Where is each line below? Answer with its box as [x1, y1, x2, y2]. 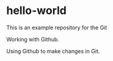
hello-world [6, 4, 67, 18]
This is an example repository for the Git [6, 24, 108, 31]
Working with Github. [6, 35, 60, 43]
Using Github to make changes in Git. [6, 47, 100, 55]
